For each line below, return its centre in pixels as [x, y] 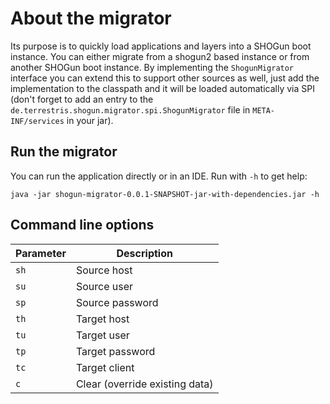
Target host [102, 319]
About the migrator [91, 18]
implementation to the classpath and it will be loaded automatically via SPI [162, 88]
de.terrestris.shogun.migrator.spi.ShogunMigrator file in [130, 109]
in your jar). [90, 120]
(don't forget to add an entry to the [82, 99]
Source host [104, 270]
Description [144, 253]
